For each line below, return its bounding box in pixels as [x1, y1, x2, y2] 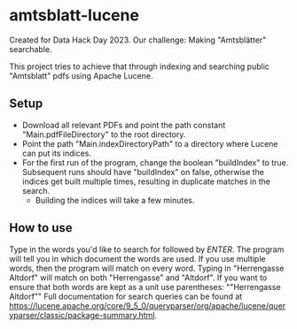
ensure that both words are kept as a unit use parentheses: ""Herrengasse [9, 281, 281, 292]
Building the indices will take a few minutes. [35, 195, 195, 205]
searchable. [9, 43, 52, 54]
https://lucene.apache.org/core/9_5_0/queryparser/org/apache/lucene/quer [9, 300, 286, 310]
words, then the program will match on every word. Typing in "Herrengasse [9, 263, 285, 273]
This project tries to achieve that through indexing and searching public [9, 61, 270, 72]
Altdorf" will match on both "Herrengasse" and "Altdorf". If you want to [9, 272, 268, 283]
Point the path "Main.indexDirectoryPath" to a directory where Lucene [21, 138, 278, 149]
